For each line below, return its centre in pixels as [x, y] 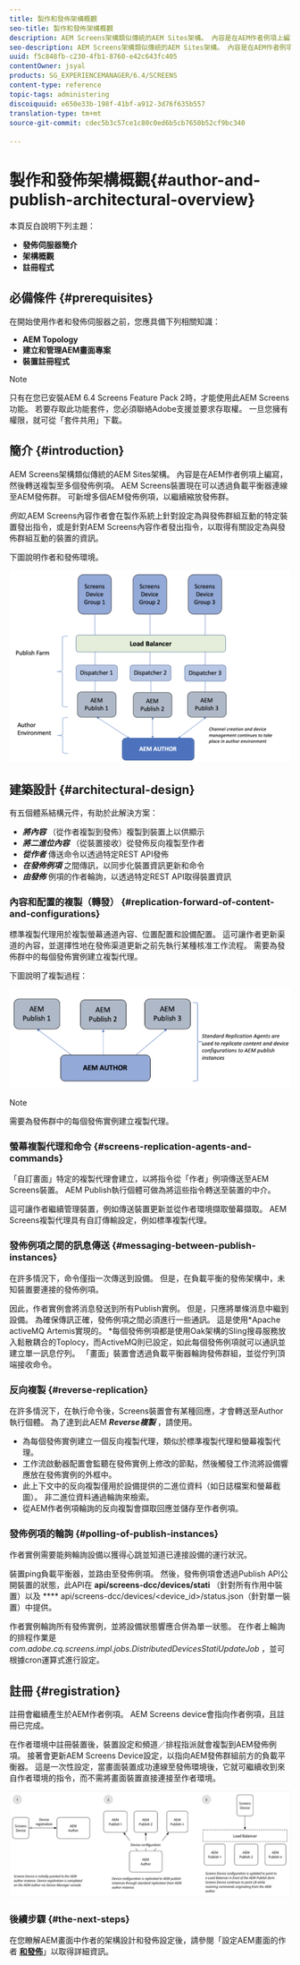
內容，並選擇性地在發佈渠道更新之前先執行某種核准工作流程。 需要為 [151, 945]
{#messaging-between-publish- [183, 1246]
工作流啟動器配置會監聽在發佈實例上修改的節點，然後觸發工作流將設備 [151, 1464]
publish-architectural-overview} [133, 200]
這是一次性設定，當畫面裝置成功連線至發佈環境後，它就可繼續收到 [156, 1767]
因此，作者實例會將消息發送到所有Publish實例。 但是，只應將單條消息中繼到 [149, 1308]
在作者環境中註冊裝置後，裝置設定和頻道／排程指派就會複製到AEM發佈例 [143, 1745]
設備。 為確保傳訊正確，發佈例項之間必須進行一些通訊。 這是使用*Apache [145, 1320]
